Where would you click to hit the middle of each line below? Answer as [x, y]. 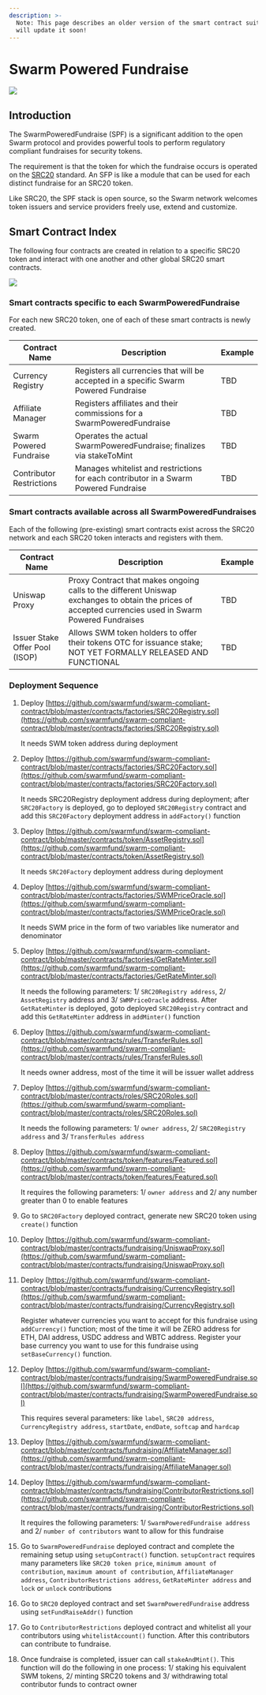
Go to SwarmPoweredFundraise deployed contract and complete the [127, 1546]
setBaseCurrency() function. [66, 1353]
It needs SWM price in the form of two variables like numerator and [129, 927]
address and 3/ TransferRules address [82, 1136]
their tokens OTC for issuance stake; [136, 642]
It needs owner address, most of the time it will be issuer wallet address [137, 1072]
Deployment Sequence [54, 686]
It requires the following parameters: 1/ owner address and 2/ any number [139, 1192]
